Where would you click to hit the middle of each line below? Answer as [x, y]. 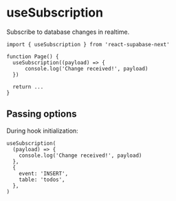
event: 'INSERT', [44, 173]
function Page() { [33, 57]
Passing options [42, 114]
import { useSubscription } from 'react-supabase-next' [88, 44]
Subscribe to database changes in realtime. [68, 32]
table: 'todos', [42, 180]
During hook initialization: [42, 131]
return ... [28, 87]
